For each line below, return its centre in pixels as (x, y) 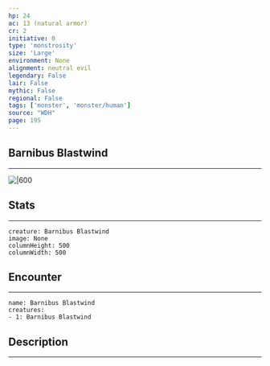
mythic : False (32, 90)
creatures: (27, 310)
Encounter (35, 277)
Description (38, 341)
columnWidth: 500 (37, 253)
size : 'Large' (32, 53)
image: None (28, 238)
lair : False (28, 83)
